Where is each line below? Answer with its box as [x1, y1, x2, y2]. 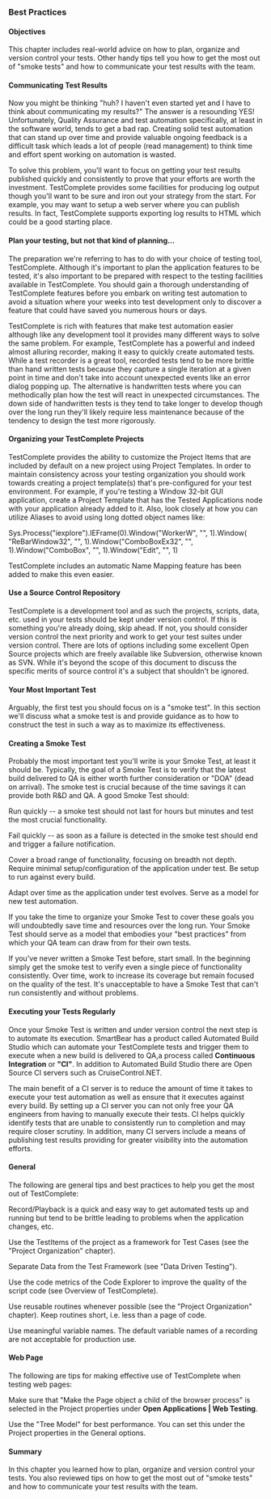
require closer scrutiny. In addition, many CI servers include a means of [8, 1126, 247, 1136]
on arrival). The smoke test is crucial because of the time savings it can [8, 782, 247, 792]
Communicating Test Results [8, 80, 108, 90]
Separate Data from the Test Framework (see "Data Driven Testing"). [8, 1261, 237, 1271]
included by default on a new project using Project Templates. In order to [8, 461, 252, 470]
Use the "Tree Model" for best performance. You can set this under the [8, 1419, 245, 1429]
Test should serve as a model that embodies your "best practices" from [8, 929, 247, 939]
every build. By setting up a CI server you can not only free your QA [8, 1100, 234, 1110]
